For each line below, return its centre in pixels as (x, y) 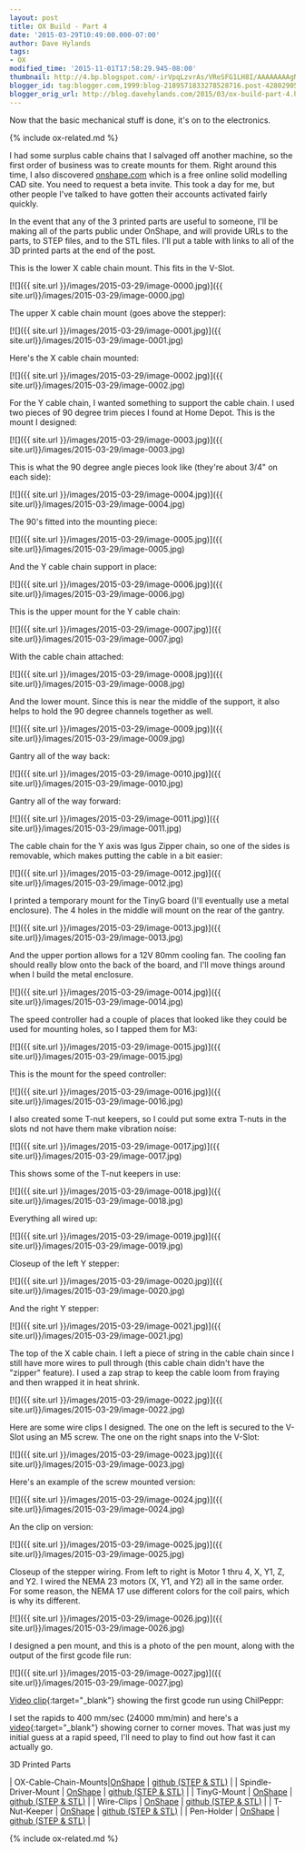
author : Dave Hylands (50, 43)
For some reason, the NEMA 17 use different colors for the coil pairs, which (149, 1591)
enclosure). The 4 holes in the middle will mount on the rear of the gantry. (147, 910)
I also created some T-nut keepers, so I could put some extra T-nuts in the (148, 1118)
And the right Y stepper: (54, 1308)
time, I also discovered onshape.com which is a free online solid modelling (148, 175)
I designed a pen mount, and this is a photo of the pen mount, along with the (152, 1645)
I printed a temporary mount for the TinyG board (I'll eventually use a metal (149, 900)
